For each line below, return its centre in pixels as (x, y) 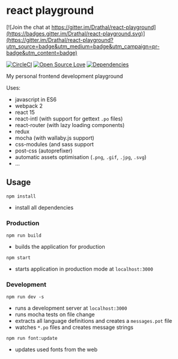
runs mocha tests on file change (55, 314)
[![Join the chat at (28, 27)
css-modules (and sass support (54, 144)
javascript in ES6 (36, 99)
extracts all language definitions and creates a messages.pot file (94, 321)
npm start (19, 258)
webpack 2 (29, 105)
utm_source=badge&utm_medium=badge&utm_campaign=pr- (83, 46)
